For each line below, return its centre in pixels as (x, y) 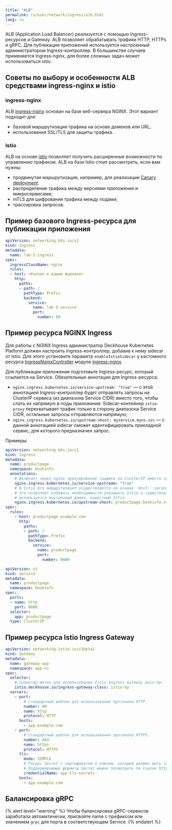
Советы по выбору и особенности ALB (70, 77)
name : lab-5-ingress (32, 255)
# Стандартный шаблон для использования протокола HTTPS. (87, 735)
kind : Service (20, 574)
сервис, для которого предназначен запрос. (61, 430)
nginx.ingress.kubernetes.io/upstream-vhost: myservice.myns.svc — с (89, 420)
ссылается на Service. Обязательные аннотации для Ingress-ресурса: (82, 377)
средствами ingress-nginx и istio (61, 85)
